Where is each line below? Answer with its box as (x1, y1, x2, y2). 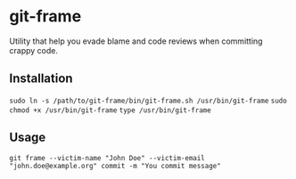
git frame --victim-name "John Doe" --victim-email (9, 153, 205, 162)
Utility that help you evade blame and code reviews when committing (9, 36, 263, 46)
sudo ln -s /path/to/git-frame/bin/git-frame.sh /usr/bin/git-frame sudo (9, 96, 287, 105)
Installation (9, 71, 73, 86)
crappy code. (9, 45, 58, 55)
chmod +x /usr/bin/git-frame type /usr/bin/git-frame (9, 105, 211, 115)
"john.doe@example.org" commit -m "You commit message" (9, 161, 221, 170)
